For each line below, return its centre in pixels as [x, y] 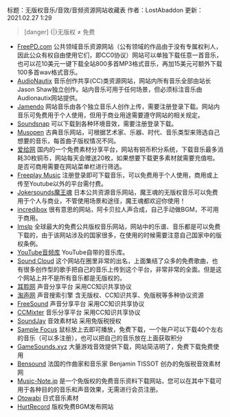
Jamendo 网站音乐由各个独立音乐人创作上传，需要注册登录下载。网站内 [118, 106]
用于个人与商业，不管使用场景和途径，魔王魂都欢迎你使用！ [101, 201]
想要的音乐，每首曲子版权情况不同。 [68, 141]
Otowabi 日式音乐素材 [48, 398]
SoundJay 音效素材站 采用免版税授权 [69, 321]
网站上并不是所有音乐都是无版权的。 [74, 278]
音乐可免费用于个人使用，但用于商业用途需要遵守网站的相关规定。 [110, 115]
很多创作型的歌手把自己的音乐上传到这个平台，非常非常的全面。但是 [119, 269]
